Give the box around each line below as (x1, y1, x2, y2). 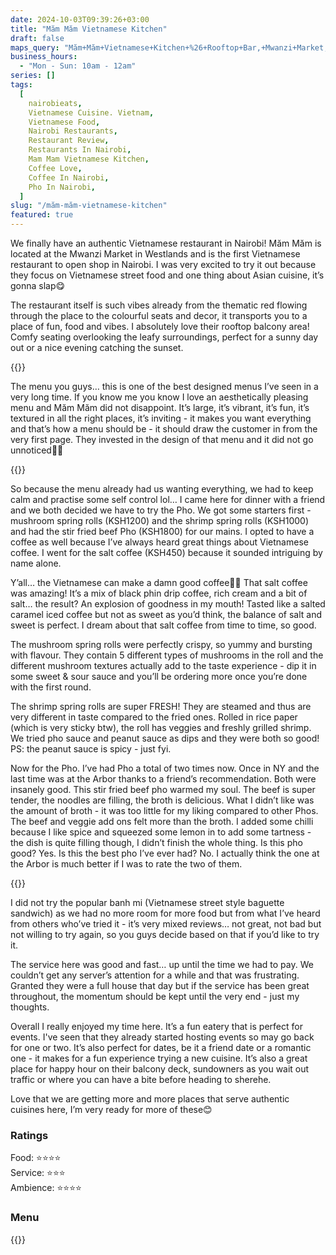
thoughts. (10, 1001, 50, 1013)
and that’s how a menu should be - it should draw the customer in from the (10, 423, 318, 435)
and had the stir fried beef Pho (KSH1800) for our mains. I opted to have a (10, 526, 315, 537)
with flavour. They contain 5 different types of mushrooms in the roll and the (10, 649, 324, 661)
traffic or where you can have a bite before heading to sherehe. (10, 1074, 272, 1085)
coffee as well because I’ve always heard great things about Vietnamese (10, 536, 309, 548)
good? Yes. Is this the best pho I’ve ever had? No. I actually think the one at (10, 847, 320, 859)
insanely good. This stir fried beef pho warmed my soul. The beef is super (10, 784, 316, 795)
